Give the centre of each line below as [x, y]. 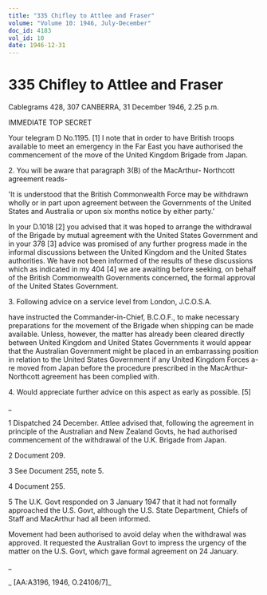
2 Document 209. [37, 455]
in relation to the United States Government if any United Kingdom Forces [129, 359]
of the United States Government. [63, 286]
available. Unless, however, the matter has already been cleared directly [126, 334]
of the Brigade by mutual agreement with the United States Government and [133, 236]
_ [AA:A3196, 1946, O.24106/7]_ [60, 582]
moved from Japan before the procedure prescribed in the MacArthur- [133, 368]
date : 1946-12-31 [37, 46]
